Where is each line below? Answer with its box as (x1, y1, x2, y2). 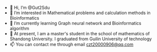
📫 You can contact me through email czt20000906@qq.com (9, 42, 134, 47)
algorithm (9, 26, 29, 31)
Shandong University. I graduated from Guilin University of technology (9, 36, 152, 42)
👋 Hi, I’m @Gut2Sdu (9, 5, 50, 10)
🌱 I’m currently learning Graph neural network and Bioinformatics (9, 20, 141, 26)
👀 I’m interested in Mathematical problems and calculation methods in (9, 10, 151, 16)
